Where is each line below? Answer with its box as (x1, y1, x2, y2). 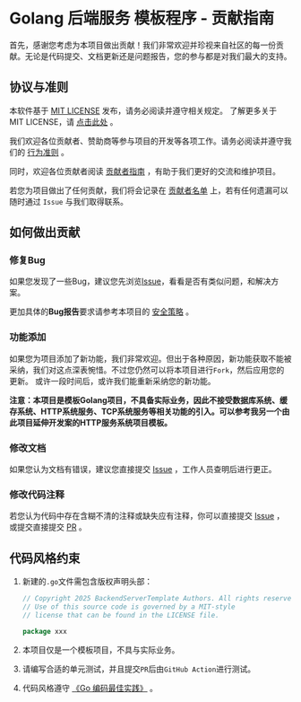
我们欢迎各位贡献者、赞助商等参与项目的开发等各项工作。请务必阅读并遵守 (9, 136, 284, 146)
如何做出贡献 (9, 225, 81, 241)
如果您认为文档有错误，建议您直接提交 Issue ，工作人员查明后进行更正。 (9, 464, 277, 475)
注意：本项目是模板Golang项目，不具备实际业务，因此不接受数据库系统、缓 (9, 394, 288, 405)
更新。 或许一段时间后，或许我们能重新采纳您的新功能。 (9, 375, 216, 386)
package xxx (21, 627, 67, 636)
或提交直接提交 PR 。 (9, 522, 87, 532)
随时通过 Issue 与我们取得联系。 (9, 196, 128, 206)
